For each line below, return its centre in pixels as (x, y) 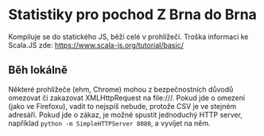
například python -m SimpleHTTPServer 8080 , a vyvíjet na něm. (109, 123)
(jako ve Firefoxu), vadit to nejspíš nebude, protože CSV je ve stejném (122, 106)
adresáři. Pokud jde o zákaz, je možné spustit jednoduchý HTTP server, (125, 115)
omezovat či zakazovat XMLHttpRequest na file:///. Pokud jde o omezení (126, 98)
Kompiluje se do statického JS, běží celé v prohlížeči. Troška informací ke (128, 37)
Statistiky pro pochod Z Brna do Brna (132, 15)
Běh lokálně (38, 70)
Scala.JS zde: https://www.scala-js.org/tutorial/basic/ (96, 45)
